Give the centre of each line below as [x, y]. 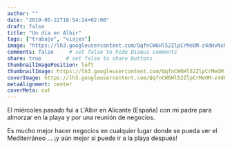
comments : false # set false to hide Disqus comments [92, 52]
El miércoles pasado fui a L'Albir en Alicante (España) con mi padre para [109, 110]
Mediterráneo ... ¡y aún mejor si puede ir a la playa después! [93, 138]
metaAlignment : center [40, 84]
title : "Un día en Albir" [44, 33]
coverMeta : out [29, 90]
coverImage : [24, 78]
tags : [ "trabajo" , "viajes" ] [49, 39]
